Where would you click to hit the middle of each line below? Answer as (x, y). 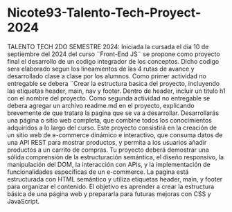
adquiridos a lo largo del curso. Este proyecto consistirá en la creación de (112, 127)
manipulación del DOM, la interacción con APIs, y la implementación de (109, 164)
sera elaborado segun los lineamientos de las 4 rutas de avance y (101, 69)
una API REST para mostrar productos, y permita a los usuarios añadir (107, 142)
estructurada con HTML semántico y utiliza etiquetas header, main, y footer (115, 179)
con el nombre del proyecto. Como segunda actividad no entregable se (109, 98)
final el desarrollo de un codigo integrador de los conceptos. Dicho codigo (113, 61)
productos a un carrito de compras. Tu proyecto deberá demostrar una (108, 150)
